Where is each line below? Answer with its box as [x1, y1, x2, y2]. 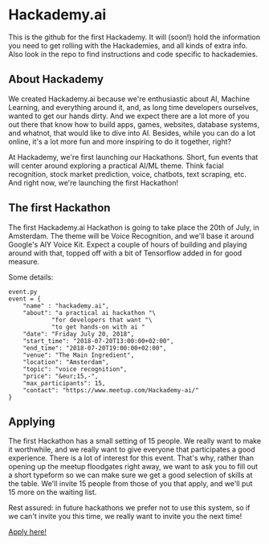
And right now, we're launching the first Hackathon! [8, 178, 179, 187]
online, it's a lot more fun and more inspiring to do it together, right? [8, 137, 231, 146]
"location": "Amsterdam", [22, 358, 110, 366]
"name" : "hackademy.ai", [22, 301, 110, 310]
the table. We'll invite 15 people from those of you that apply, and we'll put [8, 479, 253, 489]
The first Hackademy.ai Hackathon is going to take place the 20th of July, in [8, 223, 259, 232]
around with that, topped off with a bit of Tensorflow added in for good [8, 247, 243, 258]
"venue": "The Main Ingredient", [22, 351, 135, 359]
